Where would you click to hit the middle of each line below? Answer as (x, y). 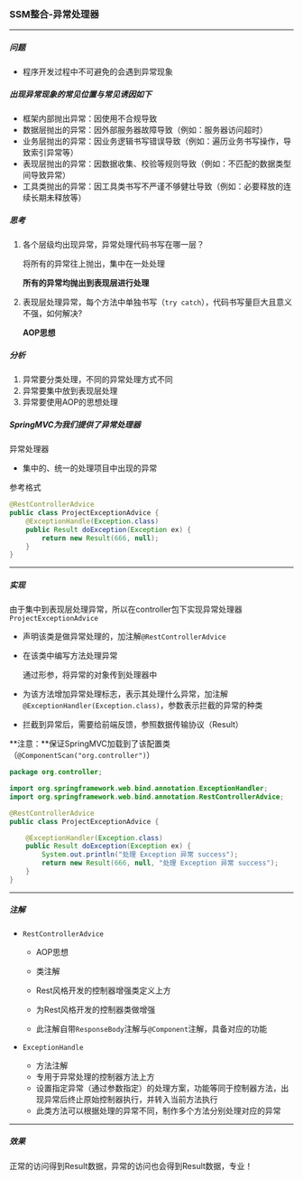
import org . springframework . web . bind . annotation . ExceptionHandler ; (139, 789)
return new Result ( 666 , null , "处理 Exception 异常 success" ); (161, 863)
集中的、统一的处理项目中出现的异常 (90, 468)
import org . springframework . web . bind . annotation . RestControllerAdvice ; (147, 797)
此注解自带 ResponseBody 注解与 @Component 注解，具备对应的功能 (151, 1028)
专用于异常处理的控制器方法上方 (95, 1076)
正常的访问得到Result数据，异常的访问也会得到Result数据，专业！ (131, 1166)
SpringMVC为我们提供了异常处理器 (75, 424)
